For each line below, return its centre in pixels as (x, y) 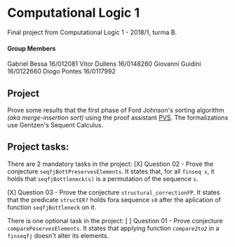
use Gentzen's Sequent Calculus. (55, 125)
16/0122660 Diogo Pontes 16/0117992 (61, 71)
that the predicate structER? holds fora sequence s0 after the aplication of (114, 199)
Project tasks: (38, 147)
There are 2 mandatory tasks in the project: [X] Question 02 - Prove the (110, 164)
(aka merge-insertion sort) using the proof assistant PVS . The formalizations (118, 118)
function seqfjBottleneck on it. (52, 207)
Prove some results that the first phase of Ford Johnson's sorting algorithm (116, 110)
